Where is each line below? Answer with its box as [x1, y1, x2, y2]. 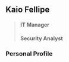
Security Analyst [20, 35, 63, 42]
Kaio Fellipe [5, 5, 50, 15]
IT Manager [20, 21, 50, 28]
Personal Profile [5, 50, 53, 58]
